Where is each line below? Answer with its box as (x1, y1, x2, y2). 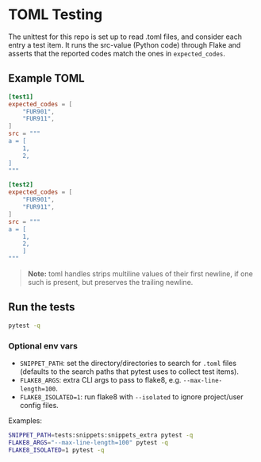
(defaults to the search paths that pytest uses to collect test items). (19, 367, 240, 376)
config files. (19, 400, 59, 410)
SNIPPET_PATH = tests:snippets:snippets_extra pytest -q (8, 431, 194, 439)
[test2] (8, 181, 34, 189)
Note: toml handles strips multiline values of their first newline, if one (27, 269, 254, 279)
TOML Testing (8, 6, 103, 24)
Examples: (8, 415, 42, 425)
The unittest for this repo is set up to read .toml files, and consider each (8, 32, 242, 41)
